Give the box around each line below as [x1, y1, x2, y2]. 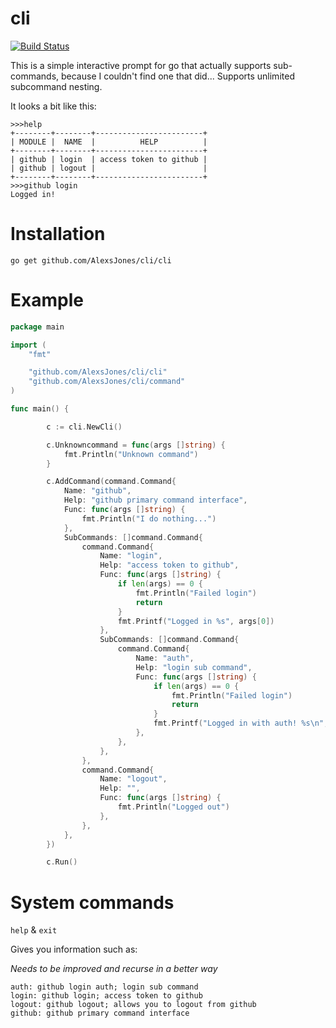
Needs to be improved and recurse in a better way [10, 963, 218, 975]
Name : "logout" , [99, 774, 168, 784]
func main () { [10, 404, 70, 414]
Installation [10, 223, 106, 246]
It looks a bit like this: [10, 100, 97, 112]
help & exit [10, 924, 58, 936]
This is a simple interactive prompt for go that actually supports [10, 59, 272, 71]
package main [10, 322, 65, 332]
